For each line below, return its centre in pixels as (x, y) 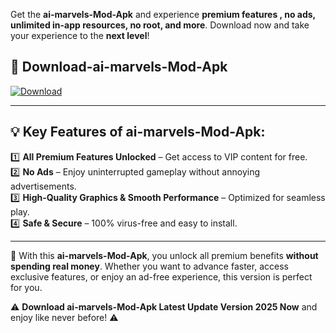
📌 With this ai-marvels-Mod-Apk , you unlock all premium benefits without (164, 255)
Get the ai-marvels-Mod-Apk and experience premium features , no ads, (163, 14)
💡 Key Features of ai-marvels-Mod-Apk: (138, 132)
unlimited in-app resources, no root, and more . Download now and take (160, 25)
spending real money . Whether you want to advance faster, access (149, 266)
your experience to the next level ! (80, 35)
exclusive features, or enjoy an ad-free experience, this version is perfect (161, 276)
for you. (26, 287)
